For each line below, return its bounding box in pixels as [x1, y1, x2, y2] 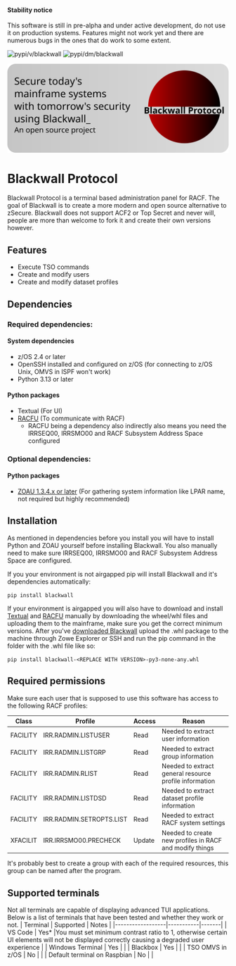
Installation [7, 515, 58, 527]
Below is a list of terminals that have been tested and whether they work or [7, 913, 224, 922]
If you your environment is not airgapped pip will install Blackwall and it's [7, 570, 218, 578]
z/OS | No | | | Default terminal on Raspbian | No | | [7, 951, 154, 959]
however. [7, 224, 34, 232]
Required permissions [7, 675, 106, 687]
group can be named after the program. [7, 867, 122, 875]
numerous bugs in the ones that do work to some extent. [7, 36, 171, 45]
